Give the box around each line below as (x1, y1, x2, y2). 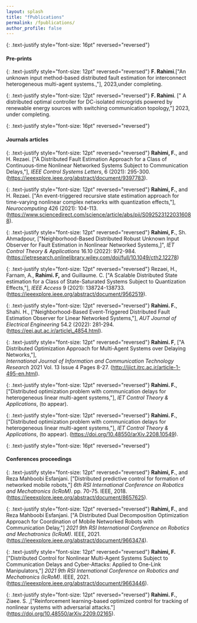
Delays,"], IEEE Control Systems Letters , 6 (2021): (6, 168, 126, 175)
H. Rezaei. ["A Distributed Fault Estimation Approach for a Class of (6, 155, 167, 163)
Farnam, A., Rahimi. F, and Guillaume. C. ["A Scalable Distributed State (6, 272, 178, 279)
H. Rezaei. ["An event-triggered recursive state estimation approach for (6, 192, 179, 199)
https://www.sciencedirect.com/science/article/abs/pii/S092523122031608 (8, 211, 192, 218)
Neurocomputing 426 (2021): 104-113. (6, 205, 98, 212)
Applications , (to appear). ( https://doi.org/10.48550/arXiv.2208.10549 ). (6, 430, 179, 438)
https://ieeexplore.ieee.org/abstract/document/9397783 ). (8, 174, 148, 181)
